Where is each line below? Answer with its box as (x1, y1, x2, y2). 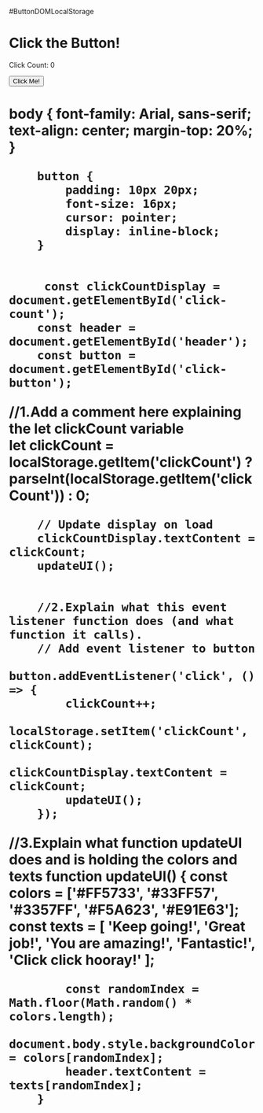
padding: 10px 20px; (64, 183, 199, 198)
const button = (37, 348, 136, 363)
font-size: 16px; (64, 197, 178, 212)
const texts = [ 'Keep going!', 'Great (9, 918, 246, 936)
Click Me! (13, 76, 40, 85)
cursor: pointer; (64, 210, 178, 225)
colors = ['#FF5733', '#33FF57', (9, 885, 219, 902)
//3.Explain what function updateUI (9, 834, 243, 852)
